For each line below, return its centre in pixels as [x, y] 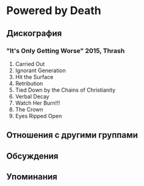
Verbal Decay [32, 96]
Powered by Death [54, 11]
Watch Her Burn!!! [38, 103]
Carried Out [30, 64]
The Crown [29, 109]
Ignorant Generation [40, 70]
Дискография [34, 33]
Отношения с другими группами [72, 135]
